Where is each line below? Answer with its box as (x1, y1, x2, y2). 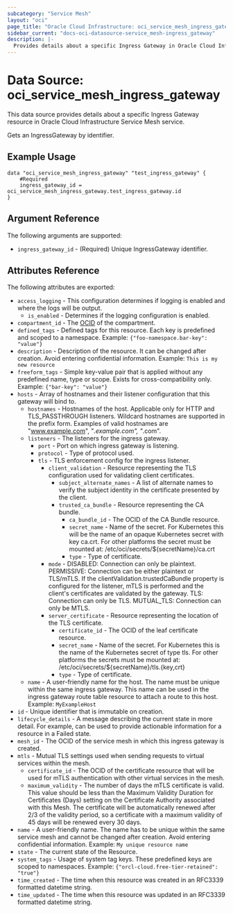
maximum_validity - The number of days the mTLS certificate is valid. (27, 781, 225, 789)
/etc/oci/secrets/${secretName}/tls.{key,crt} (58, 663, 186, 671)
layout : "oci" (7, 17, 49, 24)
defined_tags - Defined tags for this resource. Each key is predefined (17, 326, 215, 334)
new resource (17, 362, 55, 369)
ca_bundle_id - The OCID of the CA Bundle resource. (69, 516, 220, 524)
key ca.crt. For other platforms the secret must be (69, 538, 212, 546)
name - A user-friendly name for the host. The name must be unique (27, 678, 220, 686)
